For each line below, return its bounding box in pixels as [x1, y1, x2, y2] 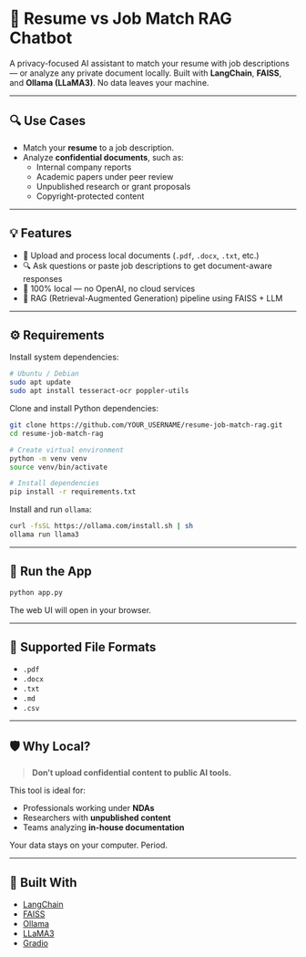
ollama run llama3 [9, 530, 79, 539]
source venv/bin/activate [9, 463, 107, 472]
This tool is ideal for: [9, 785, 87, 796]
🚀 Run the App [9, 564, 93, 579]
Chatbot [9, 27, 73, 48]
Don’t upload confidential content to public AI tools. [31, 767, 232, 778]
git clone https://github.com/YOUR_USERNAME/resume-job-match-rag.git [9, 421, 283, 430]
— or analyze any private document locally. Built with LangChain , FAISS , [9, 68, 282, 78]
